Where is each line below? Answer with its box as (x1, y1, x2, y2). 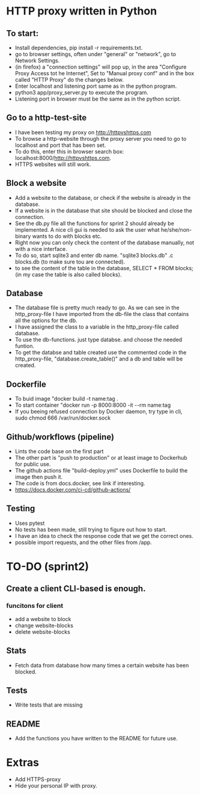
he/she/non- (161, 226, 192, 233)
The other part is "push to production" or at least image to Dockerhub (14, 454, 187, 462)
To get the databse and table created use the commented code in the (14, 349, 187, 356)
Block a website (6, 178, 67, 188)
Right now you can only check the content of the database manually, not (14, 239, 195, 246)
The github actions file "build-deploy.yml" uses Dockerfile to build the (14, 467, 188, 474)
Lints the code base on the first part (14, 448, 104, 455)
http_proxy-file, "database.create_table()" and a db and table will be (14, 355, 183, 362)
